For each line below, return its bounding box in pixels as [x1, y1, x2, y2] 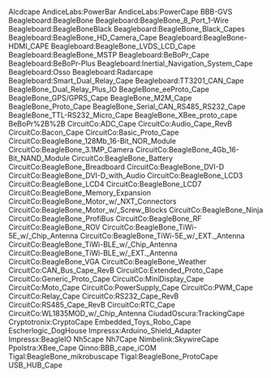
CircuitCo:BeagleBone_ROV [8, 222, 101, 232]
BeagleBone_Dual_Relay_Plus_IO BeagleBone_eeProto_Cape [8, 84, 209, 94]
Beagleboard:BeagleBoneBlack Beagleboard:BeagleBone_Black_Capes [8, 24, 246, 33]
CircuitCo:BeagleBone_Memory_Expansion [8, 188, 152, 197]
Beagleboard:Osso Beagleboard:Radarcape [8, 67, 153, 76]
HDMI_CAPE [8, 41, 49, 51]
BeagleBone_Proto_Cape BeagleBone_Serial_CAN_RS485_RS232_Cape [8, 101, 246, 111]
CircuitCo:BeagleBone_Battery [71, 153, 173, 163]
